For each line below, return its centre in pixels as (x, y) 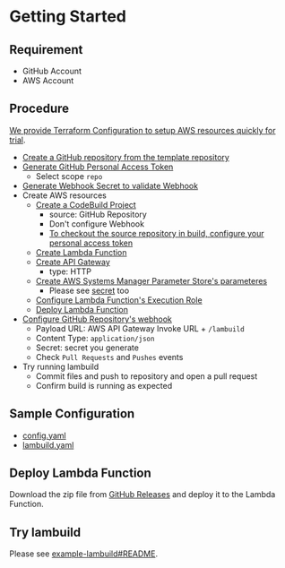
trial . (17, 140)
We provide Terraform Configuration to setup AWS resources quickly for (142, 130)
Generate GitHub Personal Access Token (98, 167)
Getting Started (68, 17)
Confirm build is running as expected (104, 385)
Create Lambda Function (81, 252)
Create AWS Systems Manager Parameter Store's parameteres (151, 280)
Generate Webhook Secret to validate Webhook (110, 185)
